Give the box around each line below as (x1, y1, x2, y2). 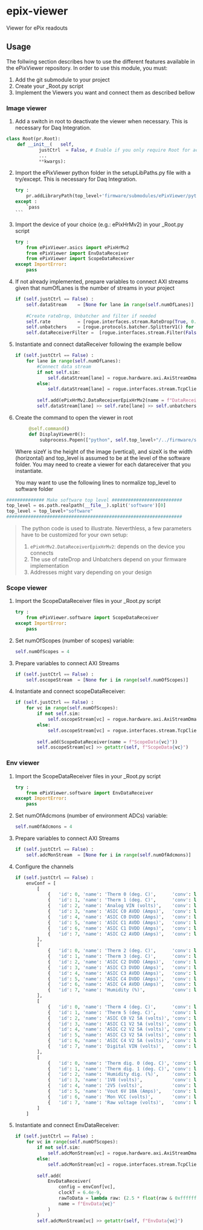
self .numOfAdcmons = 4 (14, 824, 72, 830)
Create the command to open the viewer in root (14, 414, 134, 421)
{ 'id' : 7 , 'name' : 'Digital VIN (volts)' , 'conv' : (47, 1043, 192, 1050)
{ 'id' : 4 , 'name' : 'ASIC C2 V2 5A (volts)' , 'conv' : (47, 1026, 192, 1032)
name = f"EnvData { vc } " (58, 1200, 116, 1207)
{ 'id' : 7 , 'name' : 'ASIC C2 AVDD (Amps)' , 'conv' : (47, 931, 192, 937)
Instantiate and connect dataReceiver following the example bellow (14, 340, 182, 348)
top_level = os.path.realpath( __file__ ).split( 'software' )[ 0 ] (6, 503, 166, 509)
